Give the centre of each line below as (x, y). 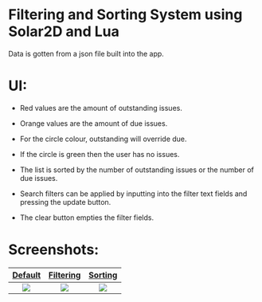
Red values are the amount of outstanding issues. (101, 108)
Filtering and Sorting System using (125, 15)
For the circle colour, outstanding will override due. (103, 139)
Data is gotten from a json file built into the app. (86, 53)
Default (27, 275)
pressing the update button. (65, 202)
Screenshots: (54, 250)
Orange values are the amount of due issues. (94, 123)
